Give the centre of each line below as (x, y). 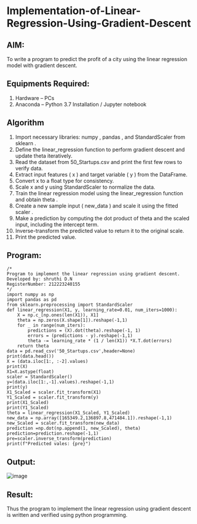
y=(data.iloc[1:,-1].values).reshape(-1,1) (61, 382)
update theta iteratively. (44, 156)
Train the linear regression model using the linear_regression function (99, 193)
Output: (21, 462)
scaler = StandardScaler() (40, 377)
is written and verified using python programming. (67, 515)
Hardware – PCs (35, 98)
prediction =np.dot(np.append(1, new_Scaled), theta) (74, 428)
